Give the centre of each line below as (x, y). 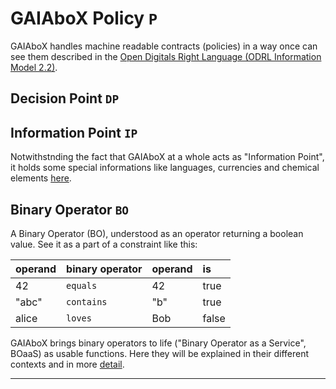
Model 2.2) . (34, 67)
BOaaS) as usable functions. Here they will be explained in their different (160, 353)
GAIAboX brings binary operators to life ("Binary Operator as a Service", (158, 343)
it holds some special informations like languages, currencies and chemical (165, 168)
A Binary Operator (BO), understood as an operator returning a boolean (157, 233)
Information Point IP (74, 132)
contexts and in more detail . (67, 364)
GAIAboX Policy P (84, 18)
